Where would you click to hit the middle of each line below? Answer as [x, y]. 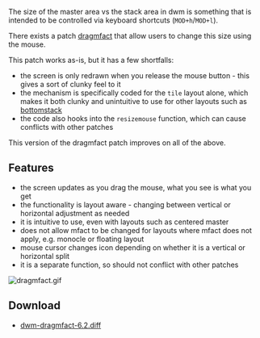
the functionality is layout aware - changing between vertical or [126, 204]
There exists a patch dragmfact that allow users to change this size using [130, 36]
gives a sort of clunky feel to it [70, 84]
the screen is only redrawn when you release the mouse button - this [135, 75]
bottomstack [41, 110]
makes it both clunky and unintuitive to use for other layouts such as [134, 101]
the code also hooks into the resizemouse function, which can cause [133, 119]
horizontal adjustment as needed [75, 213]
